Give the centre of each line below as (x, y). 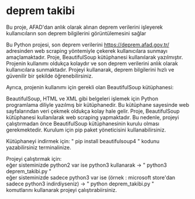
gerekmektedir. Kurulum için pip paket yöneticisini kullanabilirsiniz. (86, 130)
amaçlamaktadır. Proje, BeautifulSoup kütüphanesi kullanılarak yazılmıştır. (95, 57)
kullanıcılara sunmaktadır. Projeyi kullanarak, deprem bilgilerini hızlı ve (90, 69)
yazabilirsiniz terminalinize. (39, 147)
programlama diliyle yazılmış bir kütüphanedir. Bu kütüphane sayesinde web (97, 104)
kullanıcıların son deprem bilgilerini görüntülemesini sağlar (76, 33)
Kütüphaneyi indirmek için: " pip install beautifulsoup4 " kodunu (83, 141)
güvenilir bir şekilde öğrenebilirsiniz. (49, 76)
